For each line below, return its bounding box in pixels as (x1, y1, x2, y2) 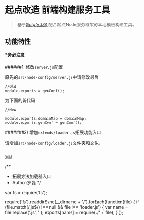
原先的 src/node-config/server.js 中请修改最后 (5, 74, 99, 80)
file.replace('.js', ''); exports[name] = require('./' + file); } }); (5, 209, 124, 215)
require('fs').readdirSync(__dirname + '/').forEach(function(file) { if (5, 199, 139, 205)
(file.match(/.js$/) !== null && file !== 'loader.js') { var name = (5, 204, 128, 210)
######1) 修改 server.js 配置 (5, 64, 63, 70)
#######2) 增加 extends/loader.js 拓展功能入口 (5, 129, 101, 135)
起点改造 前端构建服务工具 (5, 4, 110, 16)
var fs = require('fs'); (5, 189, 47, 195)
